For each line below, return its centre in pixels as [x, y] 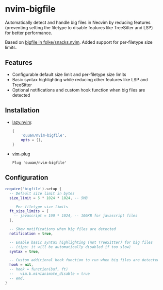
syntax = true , [25, 252]
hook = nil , [22, 265]
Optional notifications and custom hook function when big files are [79, 90]
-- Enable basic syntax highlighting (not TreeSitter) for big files [81, 242]
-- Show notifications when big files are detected [63, 229]
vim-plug [21, 154]
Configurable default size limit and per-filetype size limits [69, 74]
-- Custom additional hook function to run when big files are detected [84, 260]
